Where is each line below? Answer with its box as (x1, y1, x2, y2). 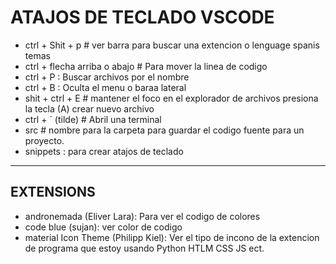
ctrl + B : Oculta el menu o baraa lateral (24, 81, 187, 93)
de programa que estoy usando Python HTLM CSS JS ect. (24, 242, 265, 254)
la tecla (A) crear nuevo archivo (24, 102, 155, 115)
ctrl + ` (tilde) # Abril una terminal (24, 113, 162, 125)
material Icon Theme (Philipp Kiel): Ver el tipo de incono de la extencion (24, 231, 320, 243)
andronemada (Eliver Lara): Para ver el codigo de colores (24, 210, 261, 222)
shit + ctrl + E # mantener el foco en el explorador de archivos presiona (24, 92, 319, 104)
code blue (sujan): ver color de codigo (24, 221, 183, 233)
